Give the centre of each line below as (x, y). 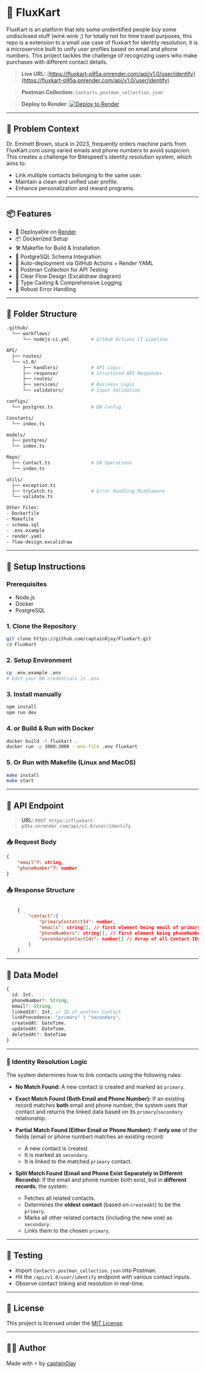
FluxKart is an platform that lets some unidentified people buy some (92, 29)
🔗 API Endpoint (35, 806)
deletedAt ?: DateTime (39, 1035)
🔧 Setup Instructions (46, 566)
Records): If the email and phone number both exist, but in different (101, 1180)
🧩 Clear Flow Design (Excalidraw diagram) (68, 276)
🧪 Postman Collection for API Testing (61, 269)
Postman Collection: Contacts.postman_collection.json (92, 92)
